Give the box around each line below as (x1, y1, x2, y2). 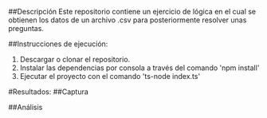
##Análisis (8, 103, 43, 112)
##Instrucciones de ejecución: (8, 39, 108, 49)
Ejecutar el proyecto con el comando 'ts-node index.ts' (19, 72, 201, 81)
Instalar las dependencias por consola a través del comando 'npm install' (19, 63, 260, 73)
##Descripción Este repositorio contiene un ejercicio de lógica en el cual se (8, 7, 257, 16)
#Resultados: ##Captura (8, 87, 89, 96)
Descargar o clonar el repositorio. (19, 55, 131, 64)
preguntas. (8, 24, 44, 33)
